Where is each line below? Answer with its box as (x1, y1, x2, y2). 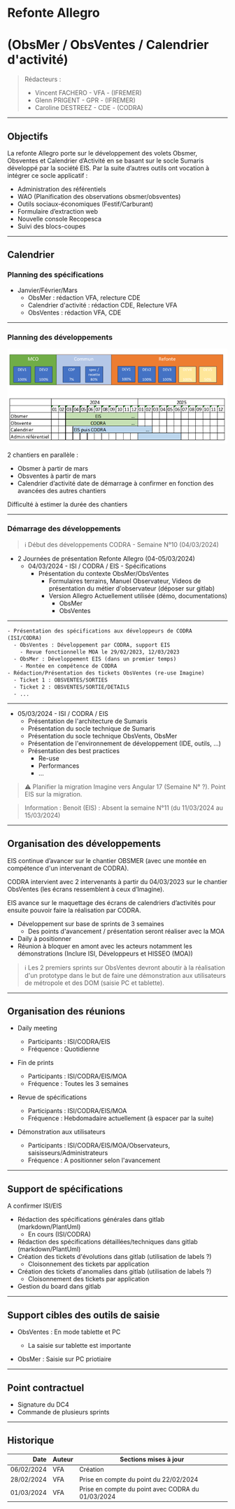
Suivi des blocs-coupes (17, 222, 86, 230)
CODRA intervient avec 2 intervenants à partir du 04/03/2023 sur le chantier (7, 877, 228, 886)
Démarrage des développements (7, 524, 121, 534)
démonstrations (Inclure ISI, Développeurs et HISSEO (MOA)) (17, 949, 194, 958)
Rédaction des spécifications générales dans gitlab (17, 1215, 165, 1224)
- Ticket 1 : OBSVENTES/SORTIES (13, 676, 108, 684)
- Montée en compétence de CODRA (20, 662, 117, 670)
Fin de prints (17, 1059, 54, 1067)
